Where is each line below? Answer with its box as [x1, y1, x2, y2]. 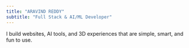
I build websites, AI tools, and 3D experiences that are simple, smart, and [6, 30, 184, 37]
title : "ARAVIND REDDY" [6, 8, 65, 15]
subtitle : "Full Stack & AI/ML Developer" [6, 14, 112, 20]
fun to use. [6, 36, 32, 43]
